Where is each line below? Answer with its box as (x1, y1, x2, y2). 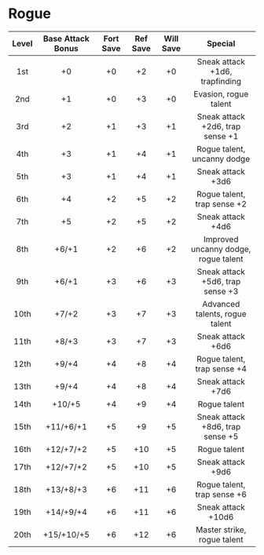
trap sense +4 (195, 363, 247, 374)
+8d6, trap (201, 421, 241, 432)
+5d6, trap (201, 276, 241, 287)
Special (207, 38, 236, 49)
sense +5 (203, 431, 239, 442)
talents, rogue (195, 308, 247, 319)
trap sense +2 (195, 198, 247, 209)
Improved (203, 233, 239, 244)
